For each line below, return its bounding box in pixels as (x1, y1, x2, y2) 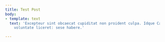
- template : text (5, 16, 41, 21)
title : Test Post (5, 7, 41, 12)
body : (5, 12, 16, 17)
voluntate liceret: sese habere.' (14, 25, 84, 30)
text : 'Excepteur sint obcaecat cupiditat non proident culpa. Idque (9, 21, 155, 26)
